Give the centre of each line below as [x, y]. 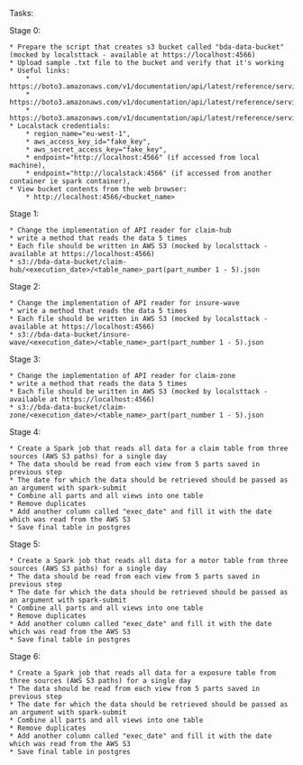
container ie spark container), [70, 181]
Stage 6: [25, 656]
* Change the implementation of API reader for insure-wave [125, 303]
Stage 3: [25, 359]
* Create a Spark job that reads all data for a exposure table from [143, 673]
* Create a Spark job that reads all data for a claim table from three [149, 448]
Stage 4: [25, 432]
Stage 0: [25, 30]
